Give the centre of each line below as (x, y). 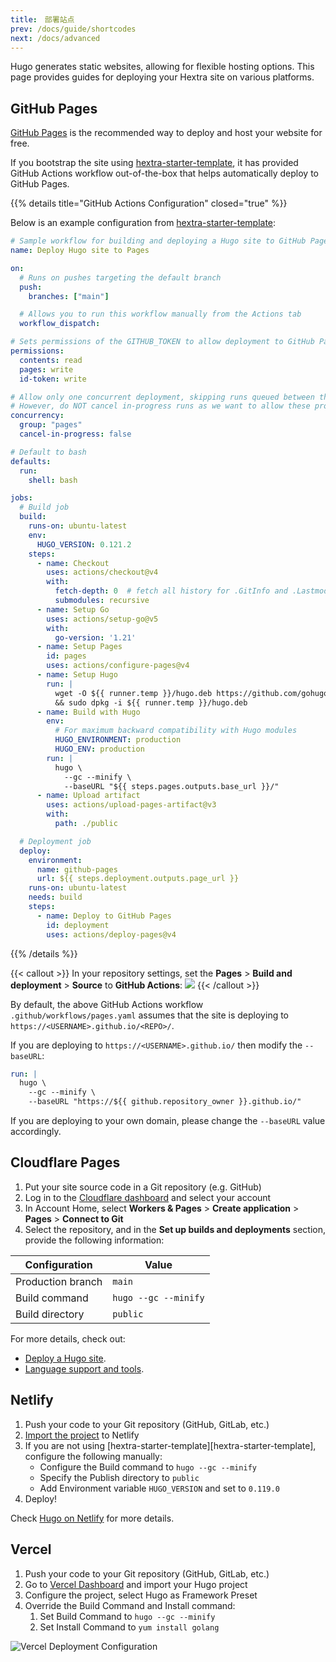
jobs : (21, 498)
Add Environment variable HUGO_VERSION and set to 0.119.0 (159, 1488)
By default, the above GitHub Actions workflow (107, 1004)
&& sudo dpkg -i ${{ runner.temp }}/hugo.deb (151, 702)
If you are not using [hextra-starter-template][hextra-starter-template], (170, 1445)
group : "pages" (51, 425)
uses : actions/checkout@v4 (102, 572)
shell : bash (53, 480)
